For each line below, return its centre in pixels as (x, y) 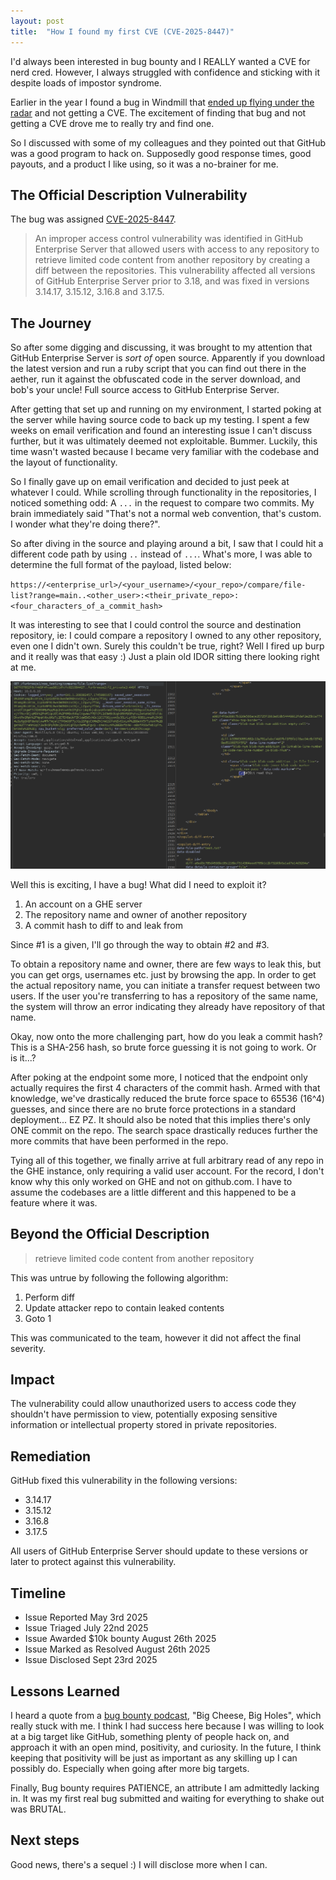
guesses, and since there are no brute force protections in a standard (153, 1109)
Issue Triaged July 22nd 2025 (86, 1628)
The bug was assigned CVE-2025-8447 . (93, 219)
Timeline (38, 1593)
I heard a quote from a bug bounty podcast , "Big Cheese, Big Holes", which (166, 1715)
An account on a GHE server (83, 904)
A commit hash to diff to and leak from (103, 925)
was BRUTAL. (38, 1809)
